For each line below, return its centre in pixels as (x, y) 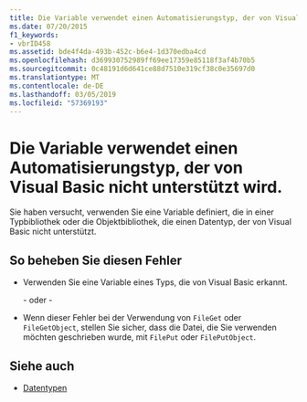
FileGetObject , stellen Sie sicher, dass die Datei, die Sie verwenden (149, 328)
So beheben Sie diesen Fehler (96, 260)
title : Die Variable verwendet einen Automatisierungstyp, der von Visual (155, 18)
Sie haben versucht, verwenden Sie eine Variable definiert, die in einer (142, 212)
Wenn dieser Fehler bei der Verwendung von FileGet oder (132, 318)
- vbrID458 (30, 43)
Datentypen (45, 387)
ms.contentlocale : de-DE (57, 86)
